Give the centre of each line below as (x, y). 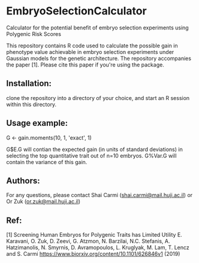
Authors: (23, 181)
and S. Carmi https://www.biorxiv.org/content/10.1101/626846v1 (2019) (93, 254)
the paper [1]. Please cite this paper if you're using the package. (85, 65)
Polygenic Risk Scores (34, 34)
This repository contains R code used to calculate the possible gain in (92, 46)
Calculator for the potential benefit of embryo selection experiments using (97, 28)
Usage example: (37, 123)
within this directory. (31, 104)
